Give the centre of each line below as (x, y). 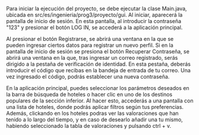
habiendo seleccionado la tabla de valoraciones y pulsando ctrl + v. (89, 126)
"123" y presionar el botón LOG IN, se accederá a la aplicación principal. (94, 27)
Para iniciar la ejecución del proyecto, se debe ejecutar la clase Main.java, (97, 9)
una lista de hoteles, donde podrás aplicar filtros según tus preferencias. (95, 107)
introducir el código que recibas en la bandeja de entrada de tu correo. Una (99, 70)
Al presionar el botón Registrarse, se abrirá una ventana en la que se (90, 39)
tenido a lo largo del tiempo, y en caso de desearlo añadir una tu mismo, (94, 120)
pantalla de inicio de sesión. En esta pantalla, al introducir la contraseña (94, 21)
